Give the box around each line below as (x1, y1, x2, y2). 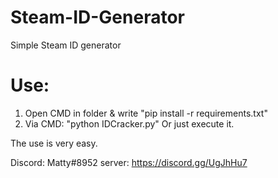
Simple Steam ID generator (10, 39, 122, 51)
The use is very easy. (10, 137, 98, 149)
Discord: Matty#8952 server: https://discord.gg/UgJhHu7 (10, 156, 248, 168)
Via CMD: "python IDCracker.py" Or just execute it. (24, 117, 235, 130)
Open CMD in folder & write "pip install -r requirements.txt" (24, 107, 268, 119)
